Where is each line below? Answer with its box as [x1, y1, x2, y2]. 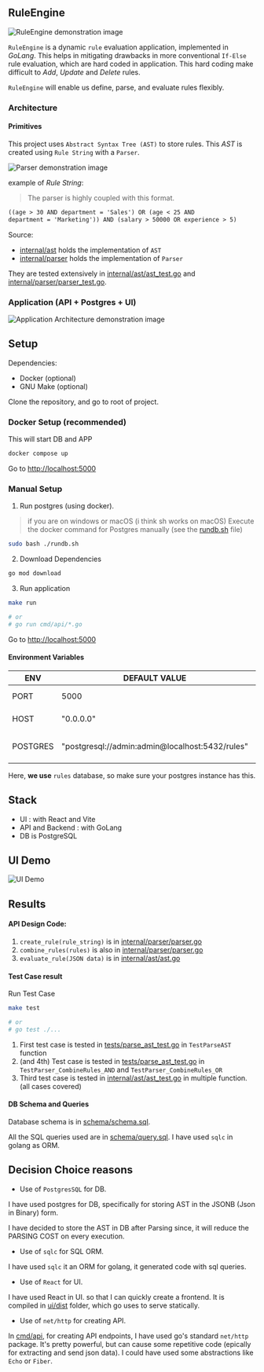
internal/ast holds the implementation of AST [19, 245, 162, 255]
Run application [19, 584, 71, 593]
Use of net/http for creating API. [19, 1315, 126, 1325]
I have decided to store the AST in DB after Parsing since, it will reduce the [8, 1223, 249, 1232]
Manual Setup [8, 483, 63, 494]
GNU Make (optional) [19, 381, 89, 391]
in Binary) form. [8, 1208, 59, 1217]
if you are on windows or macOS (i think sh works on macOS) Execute [27, 516, 255, 526]
